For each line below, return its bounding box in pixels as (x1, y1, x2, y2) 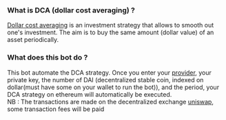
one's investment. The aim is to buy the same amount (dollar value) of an (7, 28, 214, 36)
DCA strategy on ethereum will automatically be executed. (7, 90, 172, 98)
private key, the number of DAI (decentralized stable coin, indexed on (7, 75, 204, 84)
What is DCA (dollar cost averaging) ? (7, 5, 136, 15)
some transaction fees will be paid (7, 105, 105, 113)
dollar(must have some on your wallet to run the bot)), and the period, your (7, 83, 219, 91)
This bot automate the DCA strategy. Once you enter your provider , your (7, 68, 212, 77)
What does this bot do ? (7, 53, 88, 62)
